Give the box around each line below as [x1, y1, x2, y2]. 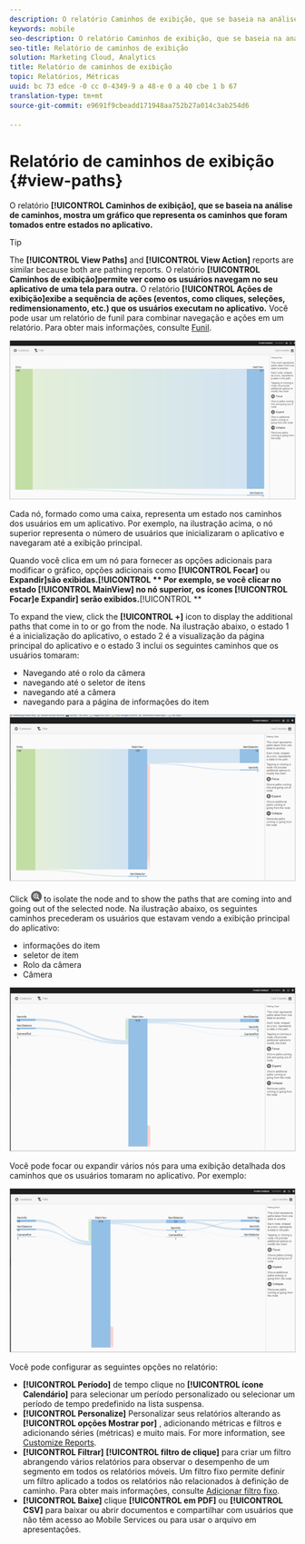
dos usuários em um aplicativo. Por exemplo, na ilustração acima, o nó [9, 518, 273, 529]
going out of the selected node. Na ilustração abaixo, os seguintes [9, 903, 258, 914]
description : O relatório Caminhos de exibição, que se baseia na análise [9, 15, 299, 24]
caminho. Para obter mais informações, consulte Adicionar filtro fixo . [22, 1486, 280, 1497]
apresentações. [22, 1524, 82, 1535]
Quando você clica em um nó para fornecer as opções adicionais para [9, 554, 272, 565]
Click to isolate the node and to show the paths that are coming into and [9, 893, 292, 904]
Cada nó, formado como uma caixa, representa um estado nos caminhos [9, 508, 282, 519]
